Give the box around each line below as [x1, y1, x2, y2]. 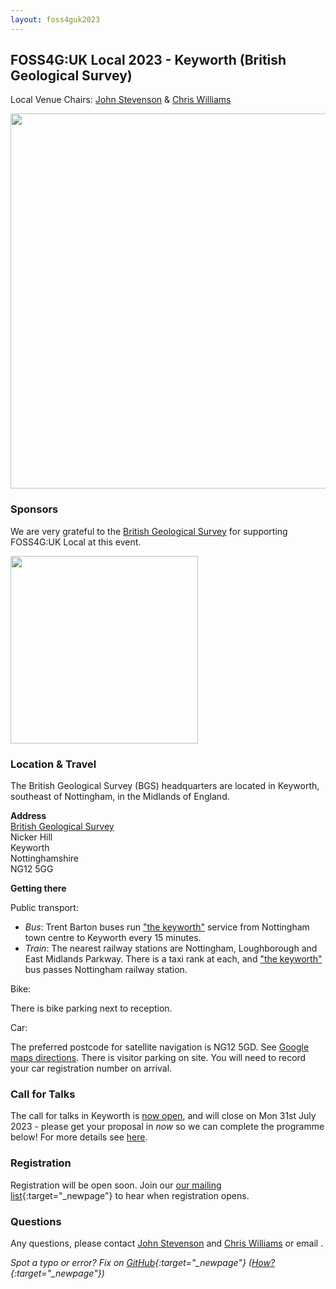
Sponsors [10, 502, 59, 516]
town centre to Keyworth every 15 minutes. [24, 932, 202, 944]
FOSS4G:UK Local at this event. [10, 536, 142, 548]
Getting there [10, 882, 67, 895]
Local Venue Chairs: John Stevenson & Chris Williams [10, 94, 232, 106]
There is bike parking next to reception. [10, 1002, 173, 1015]
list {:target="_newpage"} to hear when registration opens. [10, 1189, 250, 1201]
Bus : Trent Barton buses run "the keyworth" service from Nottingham [24, 921, 310, 933]
